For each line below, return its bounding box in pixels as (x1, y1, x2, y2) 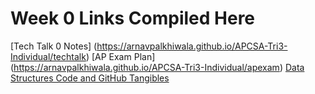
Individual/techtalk (10, 50, 87, 62)
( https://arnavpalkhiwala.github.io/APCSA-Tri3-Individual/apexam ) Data (10, 61, 305, 73)
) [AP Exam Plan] (85, 50, 156, 62)
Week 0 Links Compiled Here (10, 7, 256, 30)
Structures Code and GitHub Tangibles (10, 72, 170, 84)
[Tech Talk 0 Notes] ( (10, 40, 98, 52)
